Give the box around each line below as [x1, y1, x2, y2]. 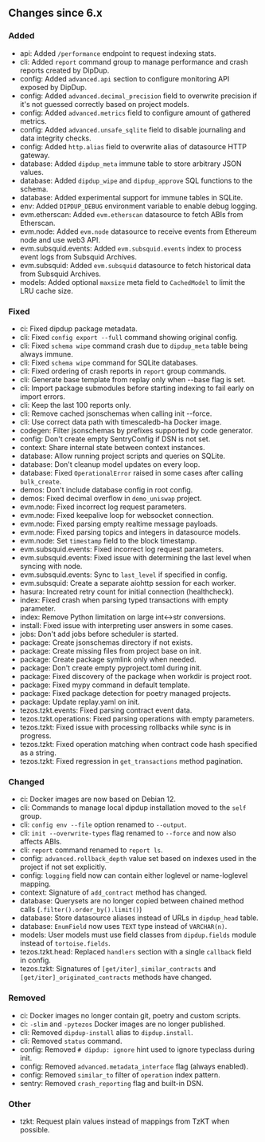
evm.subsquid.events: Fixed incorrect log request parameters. [19, 544, 224, 554]
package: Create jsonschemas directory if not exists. [19, 638, 193, 647]
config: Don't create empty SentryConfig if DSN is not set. [19, 434, 211, 444]
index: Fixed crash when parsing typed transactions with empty [19, 595, 228, 605]
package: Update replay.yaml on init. [19, 697, 141, 706]
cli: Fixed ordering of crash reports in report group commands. [19, 366, 227, 376]
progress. [19, 730, 52, 741]
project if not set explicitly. [19, 862, 107, 872]
